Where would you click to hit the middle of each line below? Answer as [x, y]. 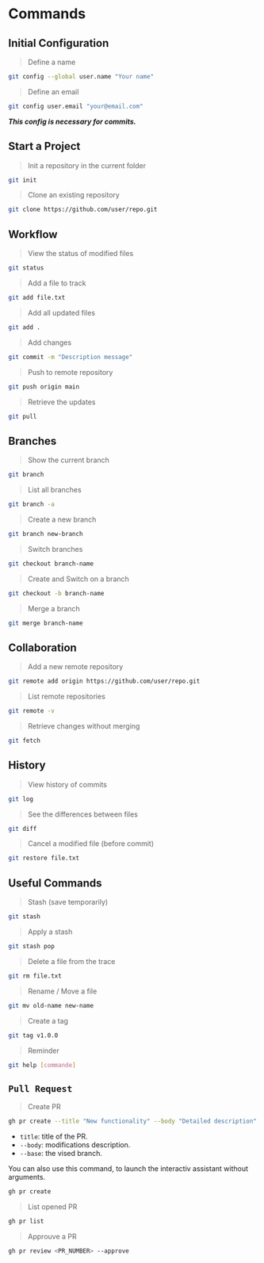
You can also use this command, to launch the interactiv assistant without [128, 1169]
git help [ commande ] [42, 1065]
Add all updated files [61, 312]
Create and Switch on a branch [78, 579]
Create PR [44, 1107]
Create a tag [48, 1020]
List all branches [54, 490]
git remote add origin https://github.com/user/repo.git [104, 681]
